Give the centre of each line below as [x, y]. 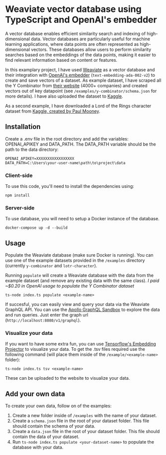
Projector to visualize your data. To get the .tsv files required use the [75, 349]
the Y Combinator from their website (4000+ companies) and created [76, 85]
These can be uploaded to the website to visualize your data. [68, 378]
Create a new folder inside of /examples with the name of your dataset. [84, 416]
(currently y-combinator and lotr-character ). [51, 266]
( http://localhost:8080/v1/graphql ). [43, 320]
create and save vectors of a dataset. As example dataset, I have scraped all [83, 80]
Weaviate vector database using [73, 9]
